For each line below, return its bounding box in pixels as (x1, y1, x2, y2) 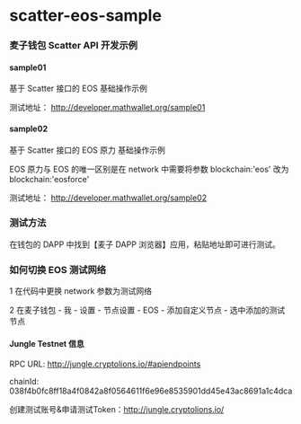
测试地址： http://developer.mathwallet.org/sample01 (9, 102, 206, 113)
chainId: (9, 376, 40, 387)
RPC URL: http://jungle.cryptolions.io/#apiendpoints (9, 358, 201, 369)
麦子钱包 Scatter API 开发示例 (9, 40, 137, 52)
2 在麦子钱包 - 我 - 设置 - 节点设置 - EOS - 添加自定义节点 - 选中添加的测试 (9, 305, 286, 315)
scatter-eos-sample (9, 5, 162, 26)
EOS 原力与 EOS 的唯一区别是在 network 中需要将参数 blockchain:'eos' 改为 (9, 163, 289, 174)
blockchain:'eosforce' (9, 173, 90, 184)
